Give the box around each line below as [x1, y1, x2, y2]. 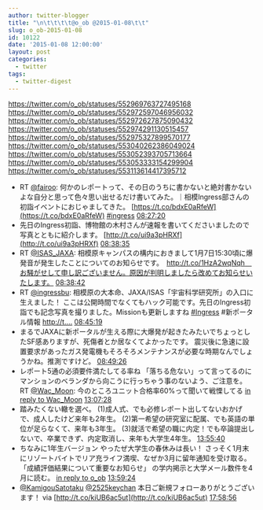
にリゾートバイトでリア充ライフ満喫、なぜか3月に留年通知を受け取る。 [19, 453, 251, 463]
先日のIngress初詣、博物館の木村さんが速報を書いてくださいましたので [19, 220, 250, 229]
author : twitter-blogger [8, 11, 89, 20]
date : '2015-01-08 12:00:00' [8, 41, 104, 49]
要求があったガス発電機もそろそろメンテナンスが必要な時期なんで [26, 346, 239, 356]
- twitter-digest [15, 77, 72, 85]
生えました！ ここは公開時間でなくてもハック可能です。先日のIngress [19, 297, 244, 307]
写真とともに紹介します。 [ [19, 230, 107, 239]
